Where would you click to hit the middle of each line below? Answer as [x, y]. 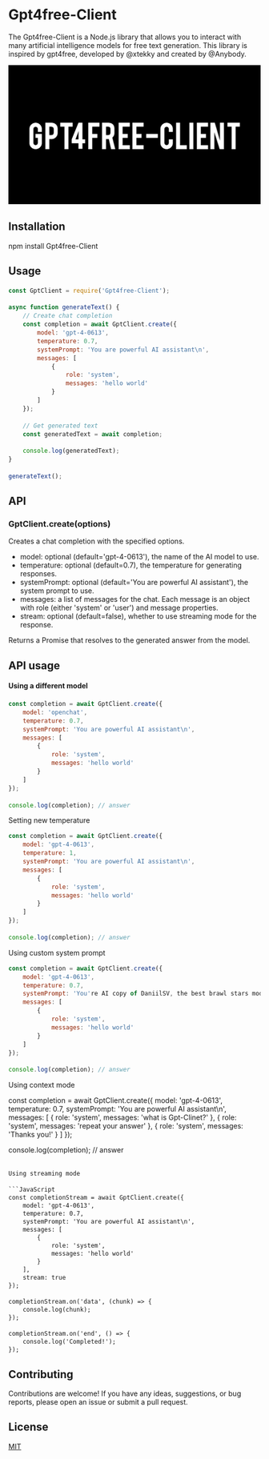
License [28, 1427]
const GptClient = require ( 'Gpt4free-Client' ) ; [89, 291]
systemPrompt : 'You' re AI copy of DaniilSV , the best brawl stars [136, 994]
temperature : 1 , [50, 853]
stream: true [44, 1278]
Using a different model [48, 686]
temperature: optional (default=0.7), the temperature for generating [131, 565]
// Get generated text [60, 426]
